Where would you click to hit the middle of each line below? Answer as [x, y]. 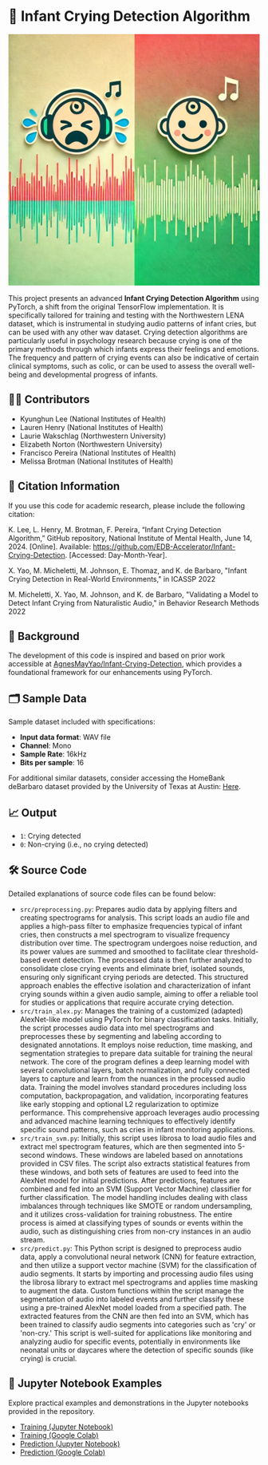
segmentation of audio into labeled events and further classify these [132, 1299]
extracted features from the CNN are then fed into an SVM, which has [134, 1316]
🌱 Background [44, 636]
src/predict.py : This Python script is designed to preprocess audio [130, 1248]
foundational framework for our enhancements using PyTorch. [110, 673]
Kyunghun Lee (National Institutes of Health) [93, 419]
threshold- [242, 951]
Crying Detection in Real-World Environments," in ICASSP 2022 [112, 578]
